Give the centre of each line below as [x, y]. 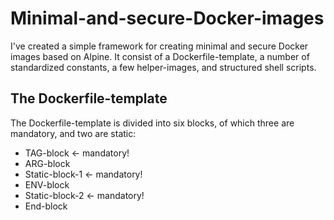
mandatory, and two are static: [73, 133]
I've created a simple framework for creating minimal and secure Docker [159, 46]
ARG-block [47, 163]
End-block [46, 206]
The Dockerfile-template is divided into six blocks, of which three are [152, 123]
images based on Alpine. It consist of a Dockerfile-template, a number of [160, 56]
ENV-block [47, 184]
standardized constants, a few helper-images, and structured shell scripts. [163, 67]
